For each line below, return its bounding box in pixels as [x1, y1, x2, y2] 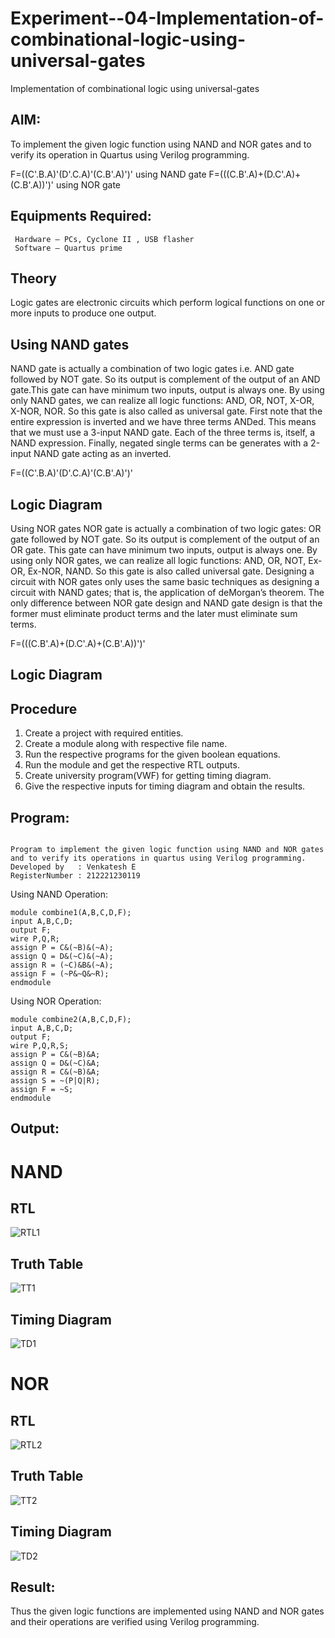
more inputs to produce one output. [10, 307, 157, 319]
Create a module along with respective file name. [24, 738, 228, 750]
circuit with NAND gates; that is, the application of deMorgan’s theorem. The [10, 587, 325, 598]
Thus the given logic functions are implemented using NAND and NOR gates [10, 1605, 325, 1617]
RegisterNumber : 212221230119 [10, 871, 141, 881]
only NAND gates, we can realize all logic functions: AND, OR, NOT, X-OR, [10, 395, 315, 407]
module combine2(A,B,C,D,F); [10, 1015, 132, 1025]
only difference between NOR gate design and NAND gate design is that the [10, 597, 323, 609]
